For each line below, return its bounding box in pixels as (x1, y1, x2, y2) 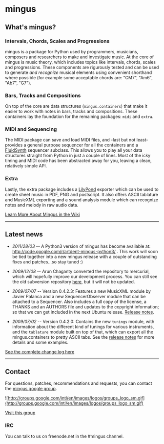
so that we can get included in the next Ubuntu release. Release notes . (12, 309, 155, 315)
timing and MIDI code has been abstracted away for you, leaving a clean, (5, 158, 152, 164)
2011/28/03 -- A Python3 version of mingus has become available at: (12, 243, 151, 249)
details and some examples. (12, 339, 69, 345)
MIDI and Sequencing (5, 126, 57, 133)
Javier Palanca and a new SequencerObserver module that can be (12, 293, 146, 299)
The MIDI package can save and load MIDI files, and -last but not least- (5, 137, 148, 143)
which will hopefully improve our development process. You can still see (12, 273, 158, 280)
